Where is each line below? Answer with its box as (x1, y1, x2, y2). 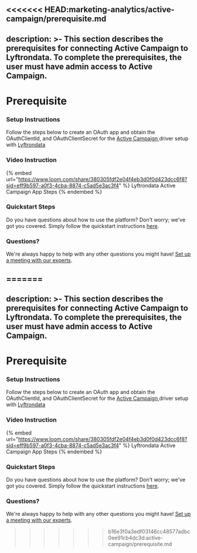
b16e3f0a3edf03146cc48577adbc (108, 528, 191, 535)
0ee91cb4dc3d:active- (108, 534, 163, 541)
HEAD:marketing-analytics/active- (44, 5, 175, 15)
